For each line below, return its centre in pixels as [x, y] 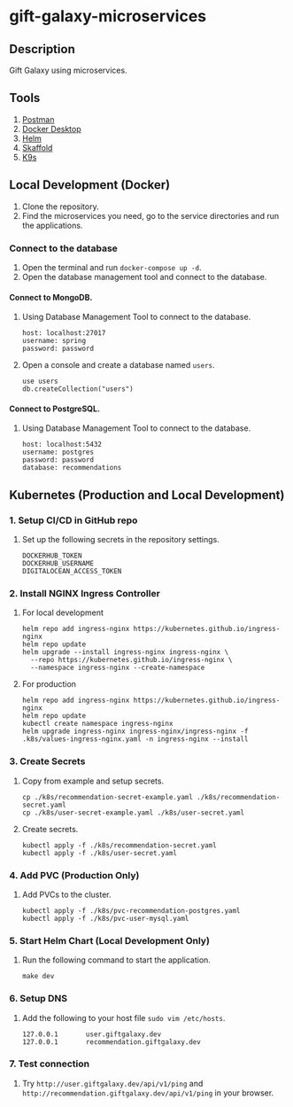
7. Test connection [50, 1064]
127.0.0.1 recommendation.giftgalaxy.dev [111, 1042]
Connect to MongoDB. [51, 297]
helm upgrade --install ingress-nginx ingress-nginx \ [125, 652]
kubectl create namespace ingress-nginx [97, 724]
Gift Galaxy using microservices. [68, 70]
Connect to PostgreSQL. [54, 409]
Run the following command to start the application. [116, 960]
